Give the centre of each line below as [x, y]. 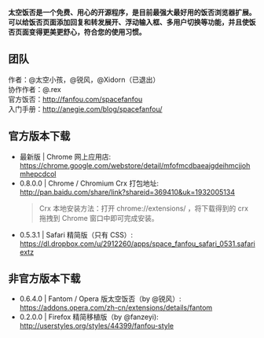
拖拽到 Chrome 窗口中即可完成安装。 [99, 218]
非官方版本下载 [44, 279]
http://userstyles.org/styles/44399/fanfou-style [97, 326]
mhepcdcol [38, 174]
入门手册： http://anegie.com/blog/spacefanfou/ [85, 108]
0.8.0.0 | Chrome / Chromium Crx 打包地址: [89, 183]
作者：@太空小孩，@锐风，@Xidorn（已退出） [84, 79]
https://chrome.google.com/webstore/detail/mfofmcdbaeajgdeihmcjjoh [135, 165]
